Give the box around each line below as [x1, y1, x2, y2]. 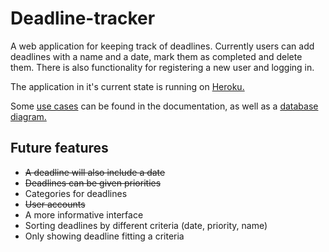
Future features [10, 140, 109, 157]
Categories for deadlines [24, 187, 128, 199]
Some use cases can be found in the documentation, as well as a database [10, 100, 319, 112]
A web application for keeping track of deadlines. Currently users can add [10, 40, 315, 52]
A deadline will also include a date [24, 166, 166, 178]
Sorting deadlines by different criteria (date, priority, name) [24, 219, 268, 231]
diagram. [10, 110, 47, 122]
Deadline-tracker [10, 7, 156, 30]
